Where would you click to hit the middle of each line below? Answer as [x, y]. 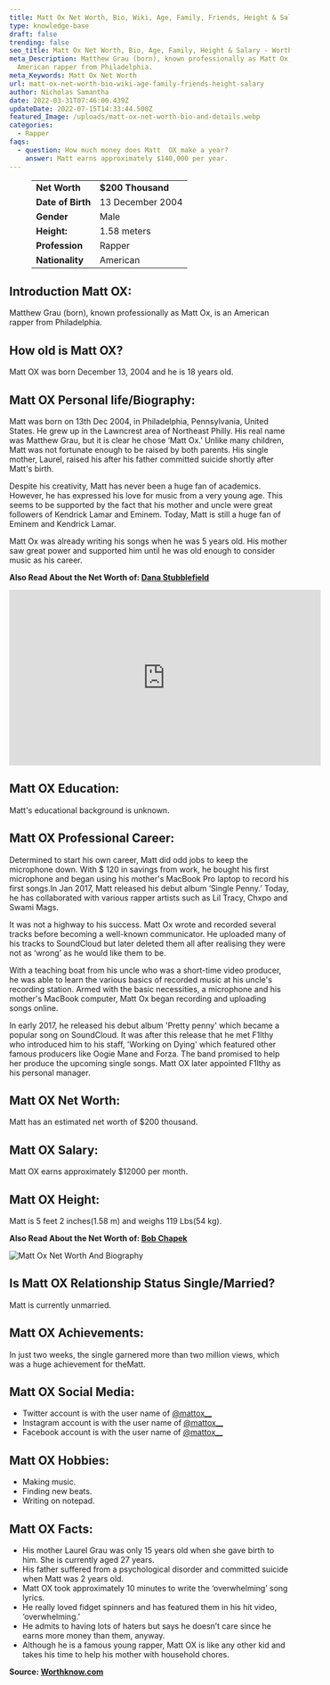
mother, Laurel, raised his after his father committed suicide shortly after [141, 459]
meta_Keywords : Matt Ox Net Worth [73, 76]
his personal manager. [50, 1073]
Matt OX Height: [55, 1200]
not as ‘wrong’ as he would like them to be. [88, 953]
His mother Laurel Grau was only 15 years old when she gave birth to [148, 1550]
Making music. [49, 1482]
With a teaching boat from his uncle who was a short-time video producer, [145, 970]
